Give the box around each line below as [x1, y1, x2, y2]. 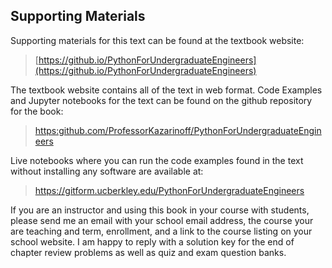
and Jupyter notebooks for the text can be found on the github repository [10, 94, 313, 106]
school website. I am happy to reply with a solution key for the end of [10, 235, 295, 248]
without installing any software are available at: [10, 165, 204, 177]
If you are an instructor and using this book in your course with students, [10, 204, 310, 216]
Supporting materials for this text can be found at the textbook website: [10, 34, 305, 46]
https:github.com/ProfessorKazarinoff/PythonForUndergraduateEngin [34, 124, 322, 136]
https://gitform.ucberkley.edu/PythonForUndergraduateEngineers [34, 184, 305, 196]
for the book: [10, 105, 64, 117]
